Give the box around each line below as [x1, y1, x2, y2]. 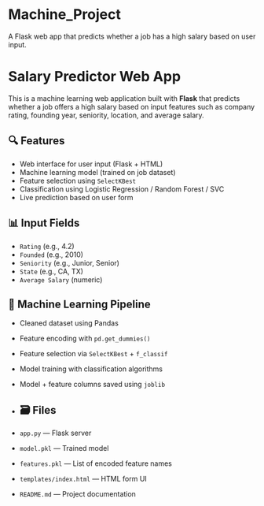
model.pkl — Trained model [19, 444, 109, 453]
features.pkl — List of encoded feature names [19, 459, 173, 468]
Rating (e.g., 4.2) [19, 241, 75, 251]
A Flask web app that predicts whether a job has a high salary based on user [8, 32, 256, 41]
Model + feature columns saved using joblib [19, 380, 166, 389]
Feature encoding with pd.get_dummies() [19, 333, 151, 344]
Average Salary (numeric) [19, 274, 103, 285]
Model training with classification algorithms [19, 364, 163, 374]
